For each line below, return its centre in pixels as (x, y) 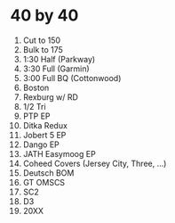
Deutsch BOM (48, 173)
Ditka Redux (45, 125)
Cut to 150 (42, 40)
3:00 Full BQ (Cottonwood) (72, 78)
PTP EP (37, 116)
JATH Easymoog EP (59, 153)
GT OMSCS (44, 182)
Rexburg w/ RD (51, 97)
